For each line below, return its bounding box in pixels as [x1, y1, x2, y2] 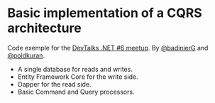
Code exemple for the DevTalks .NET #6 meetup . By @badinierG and [7, 43, 209, 52]
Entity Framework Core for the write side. [17, 72, 138, 81]
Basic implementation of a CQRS [7, 5, 202, 21]
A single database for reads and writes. [17, 65, 133, 73]
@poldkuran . [7, 51, 45, 60]
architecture [7, 20, 82, 36]
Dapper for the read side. [17, 80, 92, 88]
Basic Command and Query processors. [17, 87, 135, 96]
